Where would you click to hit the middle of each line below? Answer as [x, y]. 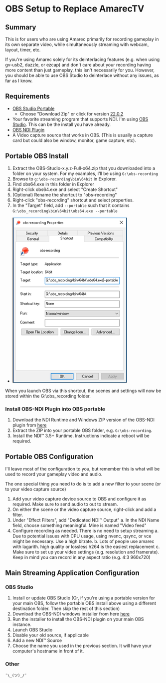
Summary [21, 27]
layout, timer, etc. [23, 50]
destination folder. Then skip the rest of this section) [66, 608]
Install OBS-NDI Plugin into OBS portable [55, 409]
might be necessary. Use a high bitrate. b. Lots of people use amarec [83, 541]
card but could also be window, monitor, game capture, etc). [74, 140]
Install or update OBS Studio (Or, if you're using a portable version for [84, 598]
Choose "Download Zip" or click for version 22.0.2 [72, 113]
